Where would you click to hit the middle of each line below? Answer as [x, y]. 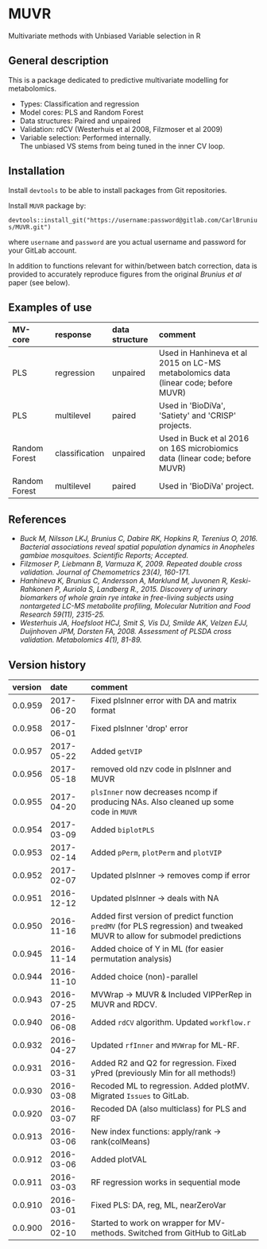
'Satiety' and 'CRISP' [197, 416]
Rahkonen [36, 590]
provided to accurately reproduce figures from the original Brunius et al [125, 274]
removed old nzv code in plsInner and [161, 769]
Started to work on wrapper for [149, 1223]
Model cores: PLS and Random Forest [81, 112]
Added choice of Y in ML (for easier [157, 949]
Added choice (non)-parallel [145, 976]
